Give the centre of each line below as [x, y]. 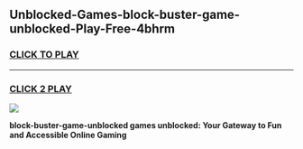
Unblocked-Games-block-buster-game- [125, 15]
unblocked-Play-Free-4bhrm [92, 29]
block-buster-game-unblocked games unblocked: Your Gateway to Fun [146, 125]
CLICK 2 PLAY [41, 88]
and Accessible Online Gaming [68, 135]
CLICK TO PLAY [44, 55]
